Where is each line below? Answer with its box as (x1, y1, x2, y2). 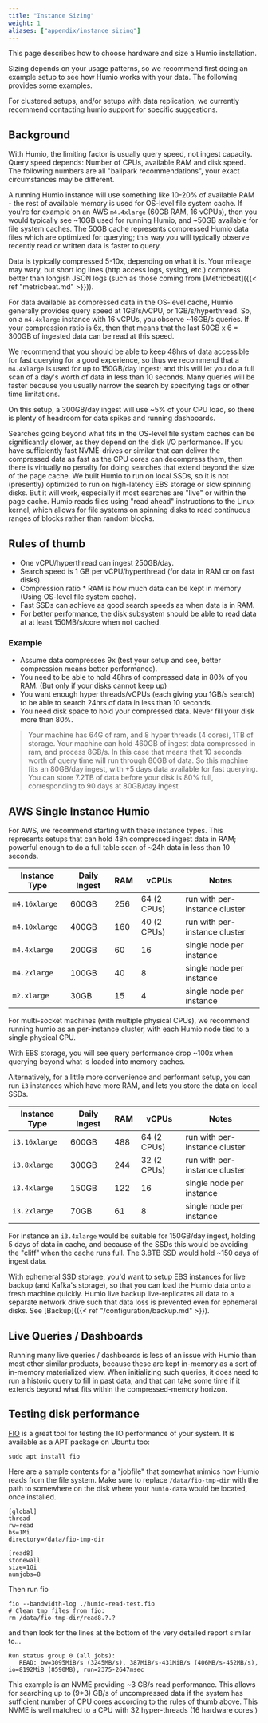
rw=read (8, 1521, 34, 1530)
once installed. (8, 1491, 57, 1502)
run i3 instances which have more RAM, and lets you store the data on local (8, 1081, 258, 1090)
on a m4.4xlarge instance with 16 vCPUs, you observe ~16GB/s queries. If (8, 315, 250, 324)
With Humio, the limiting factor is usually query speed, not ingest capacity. (8, 149, 253, 159)
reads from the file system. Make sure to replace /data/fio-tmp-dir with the (8, 1475, 259, 1484)
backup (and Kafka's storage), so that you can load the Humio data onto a (8, 1280, 251, 1290)
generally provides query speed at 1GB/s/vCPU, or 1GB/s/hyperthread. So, (8, 306, 252, 316)
